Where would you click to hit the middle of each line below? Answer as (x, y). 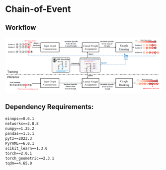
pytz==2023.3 (19, 138)
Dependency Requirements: (49, 107)
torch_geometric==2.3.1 (30, 158)
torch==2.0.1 (19, 153)
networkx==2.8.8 (22, 123)
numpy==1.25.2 (20, 128)
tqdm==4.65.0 (19, 163)
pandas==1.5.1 (20, 133)
